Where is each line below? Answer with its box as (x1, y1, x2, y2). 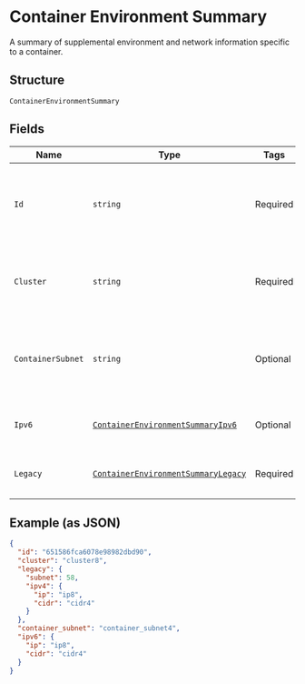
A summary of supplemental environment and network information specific (9, 36, 290, 47)
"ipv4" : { (25, 581, 64, 590)
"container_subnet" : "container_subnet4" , (17, 624, 181, 633)
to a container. (9, 45, 64, 56)
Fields (9, 121, 45, 137)
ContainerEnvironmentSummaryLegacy (92, 468, 247, 478)
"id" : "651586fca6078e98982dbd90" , (17, 548, 152, 557)
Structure (9, 73, 65, 88)
